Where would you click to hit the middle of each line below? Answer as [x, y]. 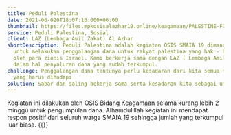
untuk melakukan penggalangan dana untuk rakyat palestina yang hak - [117, 52]
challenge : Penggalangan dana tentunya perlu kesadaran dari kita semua [113, 71]
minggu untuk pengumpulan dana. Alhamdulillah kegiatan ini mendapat [108, 110]
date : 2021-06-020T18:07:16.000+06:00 [63, 20]
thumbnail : [23, 26]
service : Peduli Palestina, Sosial [58, 33]
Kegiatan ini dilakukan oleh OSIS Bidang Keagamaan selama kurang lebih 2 [113, 103]
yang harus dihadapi [43, 77]
